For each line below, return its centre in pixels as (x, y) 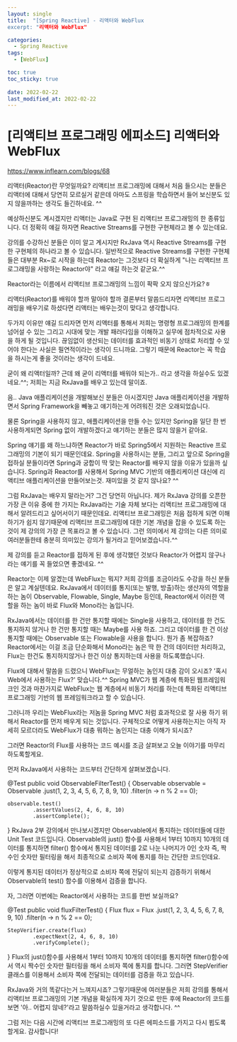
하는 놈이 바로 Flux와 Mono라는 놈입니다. (77, 606)
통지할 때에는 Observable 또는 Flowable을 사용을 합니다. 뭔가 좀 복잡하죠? (110, 638)
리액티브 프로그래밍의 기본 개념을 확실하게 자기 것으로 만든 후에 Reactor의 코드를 (118, 999)
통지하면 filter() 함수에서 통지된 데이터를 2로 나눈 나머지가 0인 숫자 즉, (122, 848)
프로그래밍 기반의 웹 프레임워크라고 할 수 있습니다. (76, 698)
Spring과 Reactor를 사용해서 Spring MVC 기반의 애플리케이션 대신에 (123, 472)
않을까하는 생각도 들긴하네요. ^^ (58, 203)
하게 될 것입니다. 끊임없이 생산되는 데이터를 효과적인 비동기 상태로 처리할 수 (118, 341)
